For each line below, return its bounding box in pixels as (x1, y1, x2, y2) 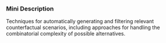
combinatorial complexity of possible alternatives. (6, 30, 126, 37)
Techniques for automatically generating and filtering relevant (6, 18, 154, 25)
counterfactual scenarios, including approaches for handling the (6, 24, 160, 31)
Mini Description (6, 5, 54, 13)
